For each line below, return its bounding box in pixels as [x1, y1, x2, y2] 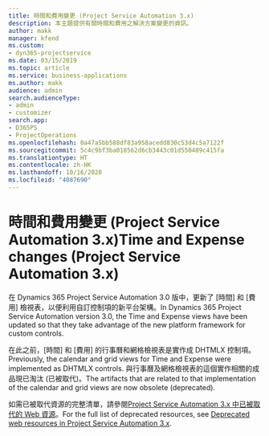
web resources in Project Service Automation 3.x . [8, 418, 173, 428]
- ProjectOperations [8, 131, 78, 139]
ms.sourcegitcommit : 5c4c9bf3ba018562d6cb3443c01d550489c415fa [8, 146, 225, 154]
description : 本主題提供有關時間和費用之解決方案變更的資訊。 [8, 19, 193, 27]
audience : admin [8, 86, 63, 95]
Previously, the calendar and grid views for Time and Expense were [8, 354, 231, 364]
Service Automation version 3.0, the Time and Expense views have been [8, 311, 248, 321]
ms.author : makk [8, 79, 63, 87]
